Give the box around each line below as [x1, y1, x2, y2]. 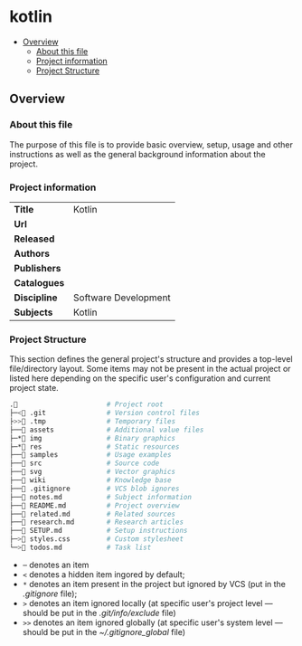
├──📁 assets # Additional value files [9, 425, 204, 434]
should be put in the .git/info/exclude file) [22, 607, 176, 618]
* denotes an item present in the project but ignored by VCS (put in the [22, 578, 287, 589]
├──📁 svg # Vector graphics [9, 468, 176, 477]
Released [14, 233, 55, 245]
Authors [14, 247, 51, 260]
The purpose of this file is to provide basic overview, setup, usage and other [9, 138, 294, 150]
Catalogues [14, 276, 65, 289]
